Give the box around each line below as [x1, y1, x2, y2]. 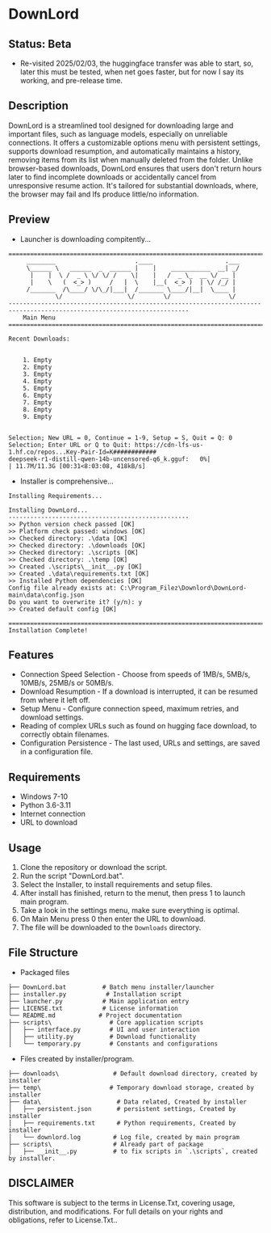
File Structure [8, 946, 78, 960]
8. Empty [23, 405, 52, 413]
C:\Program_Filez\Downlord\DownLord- [119, 584, 248, 592]
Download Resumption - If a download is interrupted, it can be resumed [19, 686, 258, 696]
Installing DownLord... [8, 506, 89, 514]
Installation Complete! [8, 626, 89, 635]
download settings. [19, 712, 84, 722]
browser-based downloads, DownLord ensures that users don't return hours [8, 163, 262, 173]
